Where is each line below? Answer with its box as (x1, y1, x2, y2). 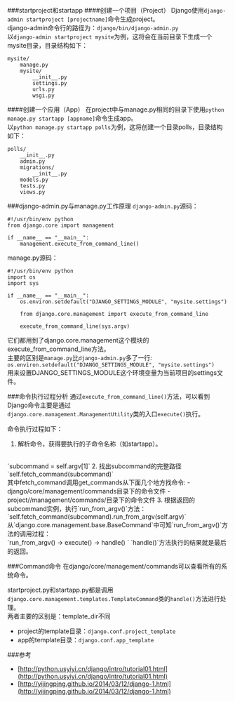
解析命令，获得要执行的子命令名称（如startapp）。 (17, 439, 162, 448)
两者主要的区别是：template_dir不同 (7, 612, 111, 620)
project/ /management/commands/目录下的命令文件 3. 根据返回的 (7, 496, 195, 504)
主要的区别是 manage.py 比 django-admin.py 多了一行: (7, 354, 152, 362)
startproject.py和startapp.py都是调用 (7, 585, 114, 594)
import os (7, 274, 36, 281)
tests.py (20, 183, 46, 190)
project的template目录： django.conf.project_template (17, 627, 176, 635)
